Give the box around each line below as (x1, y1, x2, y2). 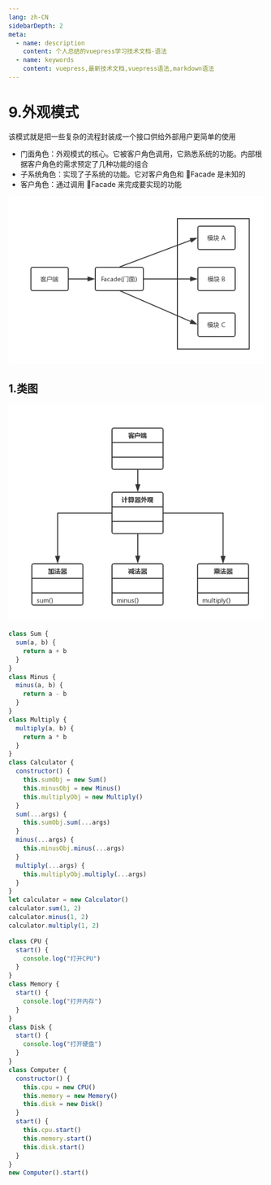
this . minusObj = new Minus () (23, 784, 122, 792)
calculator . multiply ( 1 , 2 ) (8, 921, 100, 930)
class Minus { (8, 673, 57, 681)
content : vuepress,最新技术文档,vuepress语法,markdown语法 (23, 65, 215, 73)
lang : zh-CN (8, 13, 49, 21)
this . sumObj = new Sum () (23, 776, 107, 784)
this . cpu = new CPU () (23, 1083, 96, 1091)
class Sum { (8, 630, 49, 638)
